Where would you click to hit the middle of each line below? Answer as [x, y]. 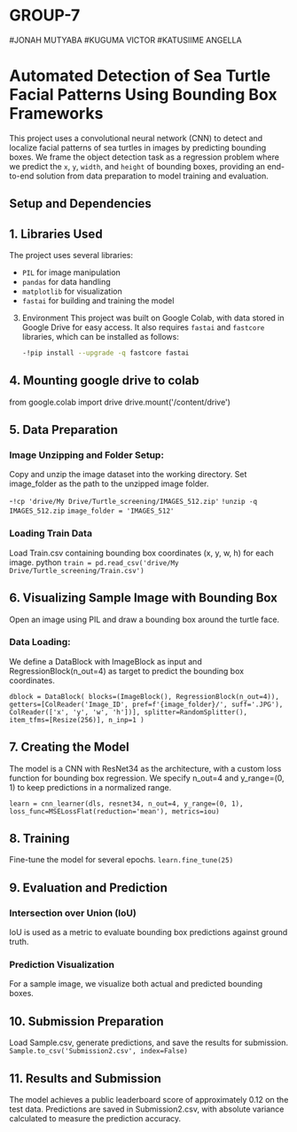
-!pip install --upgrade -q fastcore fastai [106, 353]
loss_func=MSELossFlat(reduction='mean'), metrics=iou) [114, 811]
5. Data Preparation [63, 430]
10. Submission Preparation [86, 1021]
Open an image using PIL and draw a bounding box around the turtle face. [145, 619]
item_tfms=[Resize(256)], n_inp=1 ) [77, 719]
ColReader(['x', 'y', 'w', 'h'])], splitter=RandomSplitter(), [129, 712]
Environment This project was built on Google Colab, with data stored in [153, 318]
